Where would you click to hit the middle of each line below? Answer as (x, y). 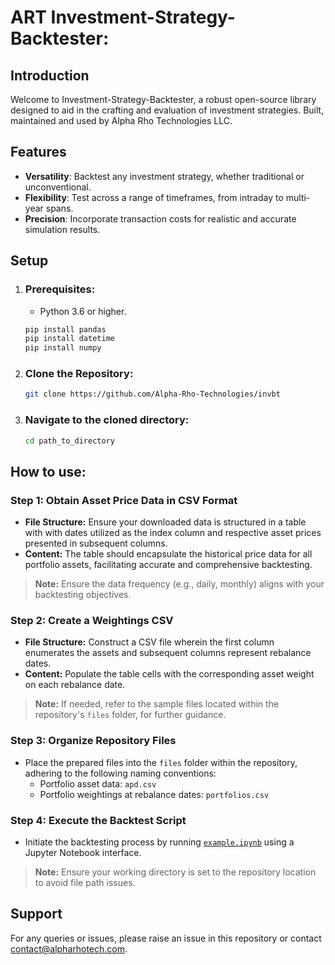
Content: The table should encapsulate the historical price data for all (168, 554)
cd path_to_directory (69, 441)
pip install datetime (69, 339)
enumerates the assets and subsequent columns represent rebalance (168, 653)
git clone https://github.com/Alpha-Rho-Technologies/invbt (152, 394)
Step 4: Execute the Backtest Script (98, 820)
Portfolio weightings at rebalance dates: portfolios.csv (154, 794)
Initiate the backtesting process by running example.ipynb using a (159, 842)
